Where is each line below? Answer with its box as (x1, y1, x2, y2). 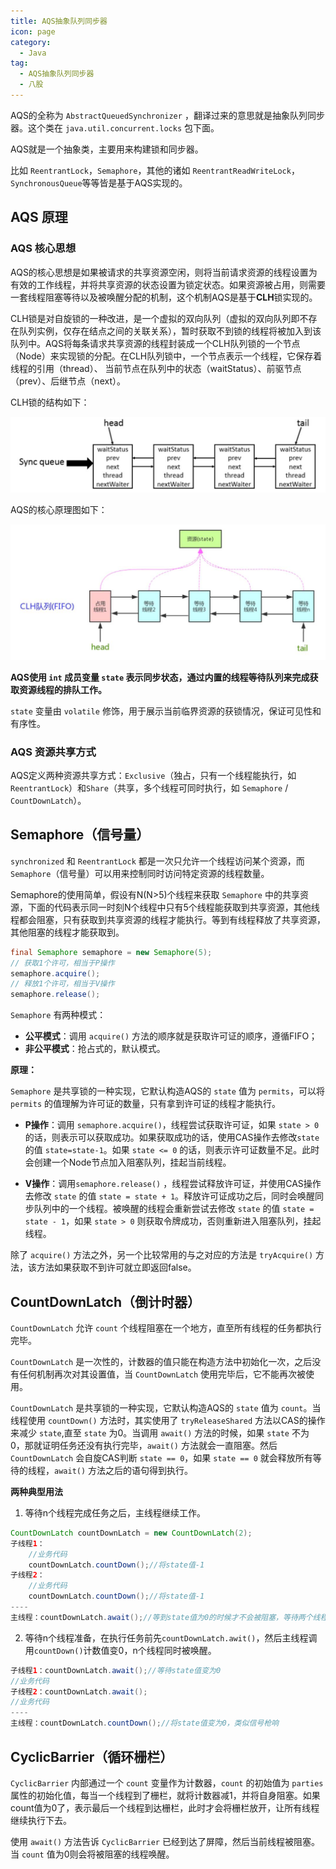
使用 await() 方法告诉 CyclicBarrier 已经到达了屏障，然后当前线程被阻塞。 (10, 1835, 320, 1847)
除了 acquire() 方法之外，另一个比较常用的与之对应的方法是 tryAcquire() (10, 1249, 314, 1261)
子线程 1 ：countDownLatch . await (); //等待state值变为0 (10, 1665, 222, 1675)
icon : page (10, 26, 56, 37)
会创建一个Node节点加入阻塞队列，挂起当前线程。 (24, 1156, 232, 1169)
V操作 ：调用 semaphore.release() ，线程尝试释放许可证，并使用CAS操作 (24, 1178, 322, 1190)
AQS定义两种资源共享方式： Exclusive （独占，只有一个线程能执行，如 (10, 769, 297, 781)
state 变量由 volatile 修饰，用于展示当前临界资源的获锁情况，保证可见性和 (10, 705, 322, 717)
